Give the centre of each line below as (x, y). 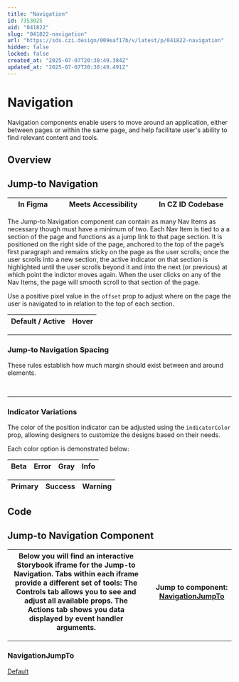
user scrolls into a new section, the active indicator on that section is (108, 259)
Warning (97, 486)
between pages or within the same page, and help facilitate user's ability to (117, 130)
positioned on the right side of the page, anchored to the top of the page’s (116, 244)
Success (60, 486)
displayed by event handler (76, 618)
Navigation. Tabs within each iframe (76, 573)
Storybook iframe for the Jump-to (76, 565)
